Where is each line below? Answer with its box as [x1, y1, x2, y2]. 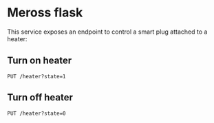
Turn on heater [7, 55, 72, 67]
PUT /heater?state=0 [7, 110, 67, 117]
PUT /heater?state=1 [7, 73, 67, 80]
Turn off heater [7, 91, 74, 104]
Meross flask [7, 5, 83, 21]
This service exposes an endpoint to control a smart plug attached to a [7, 27, 208, 36]
